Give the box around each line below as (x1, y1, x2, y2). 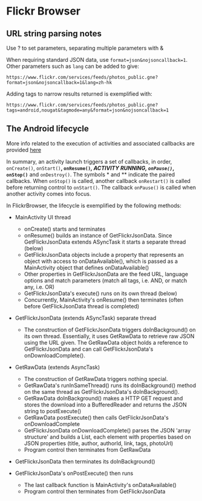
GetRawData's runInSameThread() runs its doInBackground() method (24, 382, 197, 389)
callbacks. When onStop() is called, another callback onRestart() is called (6, 177, 191, 184)
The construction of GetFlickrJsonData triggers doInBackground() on (24, 326, 196, 333)
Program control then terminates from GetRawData (24, 446, 151, 453)
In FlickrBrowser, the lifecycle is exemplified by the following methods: (6, 202, 181, 209)
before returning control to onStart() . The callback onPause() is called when (6, 184, 197, 191)
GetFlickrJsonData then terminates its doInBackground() (15, 457, 155, 465)
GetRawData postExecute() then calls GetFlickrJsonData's (24, 414, 169, 421)
